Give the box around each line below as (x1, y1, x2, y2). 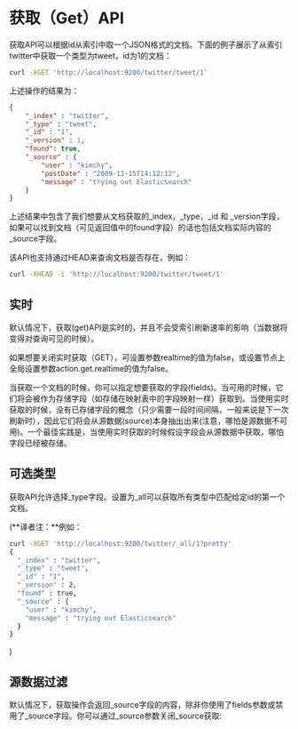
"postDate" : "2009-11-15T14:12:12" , (41, 169, 180, 178)
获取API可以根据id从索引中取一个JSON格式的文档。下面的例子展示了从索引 (9, 39, 283, 50)
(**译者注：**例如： (9, 521, 82, 532)
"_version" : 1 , (25, 136, 86, 145)
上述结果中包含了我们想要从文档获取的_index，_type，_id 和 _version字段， (9, 211, 285, 222)
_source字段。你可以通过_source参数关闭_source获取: (24, 710, 222, 721)
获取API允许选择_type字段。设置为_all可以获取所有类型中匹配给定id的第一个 (9, 491, 286, 502)
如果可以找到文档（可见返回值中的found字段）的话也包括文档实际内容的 (9, 222, 272, 233)
